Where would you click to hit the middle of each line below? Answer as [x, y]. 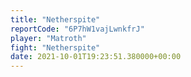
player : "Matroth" [48, 38]
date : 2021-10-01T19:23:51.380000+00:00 [96, 57]
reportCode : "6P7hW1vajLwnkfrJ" [77, 29]
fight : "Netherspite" [55, 47]
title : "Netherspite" [55, 19]
